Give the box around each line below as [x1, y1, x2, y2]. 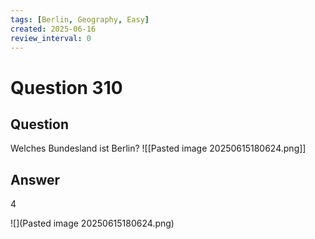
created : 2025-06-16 [10, 24, 97, 34]
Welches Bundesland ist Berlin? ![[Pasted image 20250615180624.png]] [10, 142, 307, 155]
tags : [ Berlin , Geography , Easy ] [10, 14, 150, 25]
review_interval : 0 [10, 33, 92, 43]
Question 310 [10, 76, 123, 99]
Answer [10, 171, 61, 188]
